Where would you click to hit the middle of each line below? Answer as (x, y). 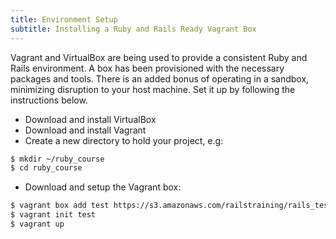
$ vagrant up (37, 224)
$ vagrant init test (53, 215)
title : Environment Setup (64, 19)
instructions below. (49, 100)
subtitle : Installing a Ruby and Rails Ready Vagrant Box (133, 29)
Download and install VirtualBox (90, 119)
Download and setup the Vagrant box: (103, 187)
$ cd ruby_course (46, 168)
